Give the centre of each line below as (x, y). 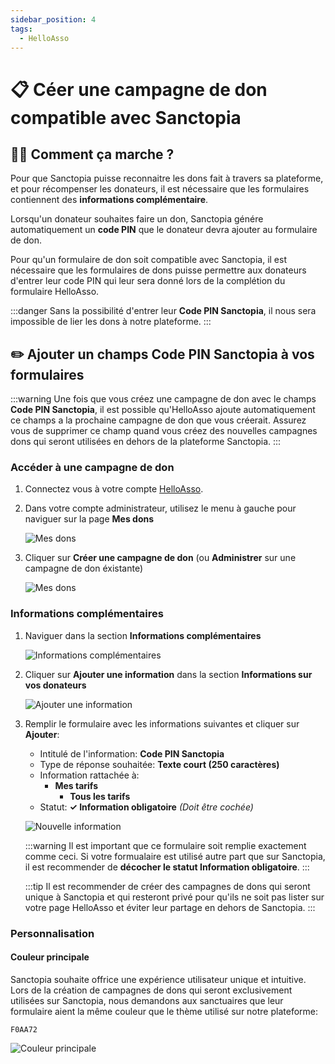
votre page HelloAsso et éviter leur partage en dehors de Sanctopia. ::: (170, 907)
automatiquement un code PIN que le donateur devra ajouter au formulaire (164, 230)
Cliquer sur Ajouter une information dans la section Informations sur (168, 674)
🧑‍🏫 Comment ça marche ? (92, 154)
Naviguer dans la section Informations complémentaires (143, 635)
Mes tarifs (76, 785)
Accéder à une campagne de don (92, 468)
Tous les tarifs (100, 796)
